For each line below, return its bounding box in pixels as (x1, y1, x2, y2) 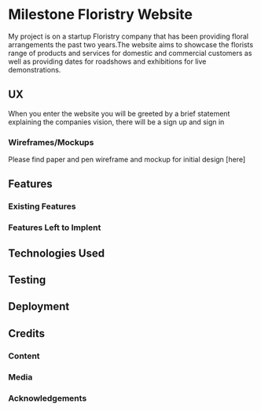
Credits (8, 327, 46, 340)
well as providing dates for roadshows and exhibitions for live (8, 57, 207, 66)
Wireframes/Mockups (8, 136, 94, 147)
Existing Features (8, 201, 76, 212)
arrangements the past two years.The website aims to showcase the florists (8, 39, 254, 49)
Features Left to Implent (8, 222, 101, 233)
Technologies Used (8, 246, 105, 260)
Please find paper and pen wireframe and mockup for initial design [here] (8, 155, 246, 165)
